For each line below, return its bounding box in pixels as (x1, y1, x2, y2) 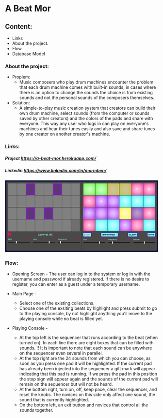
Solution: (12, 100, 30, 106)
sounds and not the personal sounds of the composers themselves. (19, 95, 154, 100)
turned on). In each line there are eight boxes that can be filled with (19, 339, 154, 345)
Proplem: (12, 74, 31, 80)
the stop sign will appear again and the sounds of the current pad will (19, 376, 158, 382)
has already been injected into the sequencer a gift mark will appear (19, 365, 156, 371)
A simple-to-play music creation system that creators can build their (19, 105, 156, 111)
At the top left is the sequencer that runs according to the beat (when (19, 335, 158, 340)
